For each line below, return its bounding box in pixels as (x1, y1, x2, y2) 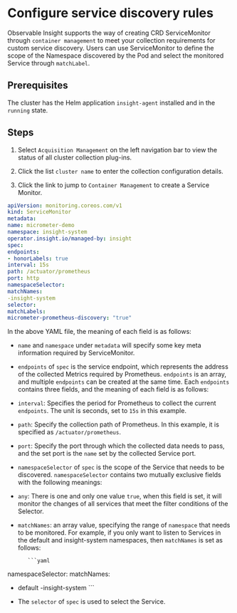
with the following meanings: (17, 478, 102, 487)
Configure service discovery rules (7, 5, 214, 21)
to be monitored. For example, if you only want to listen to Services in (17, 528, 221, 537)
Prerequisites (7, 80, 68, 92)
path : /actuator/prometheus (7, 268, 91, 276)
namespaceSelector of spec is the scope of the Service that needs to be (17, 463, 225, 471)
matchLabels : (7, 308, 46, 315)
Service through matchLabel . (7, 58, 90, 67)
